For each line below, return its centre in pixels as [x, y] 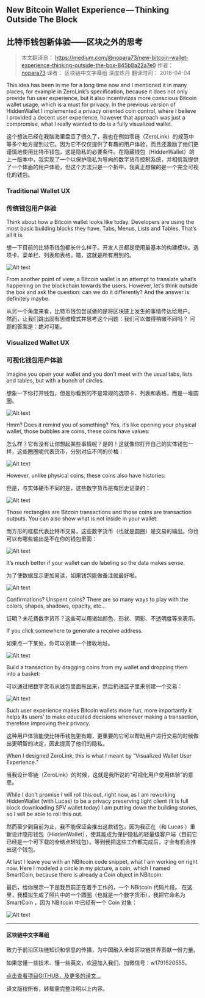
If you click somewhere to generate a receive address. [75, 630]
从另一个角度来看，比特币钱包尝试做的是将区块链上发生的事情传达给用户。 [100, 311]
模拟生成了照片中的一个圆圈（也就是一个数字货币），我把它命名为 [104, 895]
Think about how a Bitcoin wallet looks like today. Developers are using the [100, 222]
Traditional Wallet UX [38, 191]
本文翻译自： [37, 58]
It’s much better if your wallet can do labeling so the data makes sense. [95, 562]
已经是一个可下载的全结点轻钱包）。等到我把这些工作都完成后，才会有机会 [99, 842]
